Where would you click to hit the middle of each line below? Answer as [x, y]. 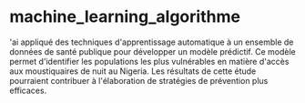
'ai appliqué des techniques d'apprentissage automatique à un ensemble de [152, 42]
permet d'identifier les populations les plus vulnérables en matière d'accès [149, 61]
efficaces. [28, 90]
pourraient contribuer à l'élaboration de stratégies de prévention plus [139, 80]
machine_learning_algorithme [125, 17]
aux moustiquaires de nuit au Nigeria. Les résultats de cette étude [133, 71]
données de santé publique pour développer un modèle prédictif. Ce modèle [152, 51]
